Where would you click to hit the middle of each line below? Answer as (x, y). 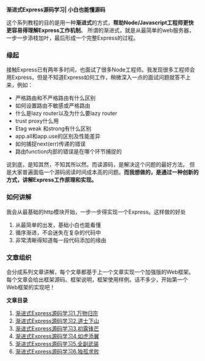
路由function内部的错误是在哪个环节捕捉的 (68, 152)
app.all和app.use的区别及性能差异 (58, 136)
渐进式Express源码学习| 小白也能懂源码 (56, 9)
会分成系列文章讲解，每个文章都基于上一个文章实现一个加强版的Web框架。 (100, 272)
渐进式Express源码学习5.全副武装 (57, 344)
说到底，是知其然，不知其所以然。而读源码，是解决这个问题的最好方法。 (97, 165)
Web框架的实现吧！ (31, 287)
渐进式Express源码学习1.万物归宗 (57, 313)
